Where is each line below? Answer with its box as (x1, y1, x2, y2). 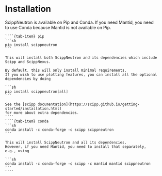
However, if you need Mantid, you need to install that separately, (5, 144, 146, 149)
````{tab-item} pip (5, 34, 45, 39)
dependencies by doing (5, 76, 51, 81)
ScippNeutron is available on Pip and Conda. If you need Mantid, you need (5, 19, 154, 25)
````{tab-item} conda (5, 119, 49, 124)
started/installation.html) (5, 106, 62, 111)
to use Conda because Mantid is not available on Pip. (5, 24, 112, 30)
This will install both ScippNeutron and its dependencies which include (5, 55, 158, 60)
